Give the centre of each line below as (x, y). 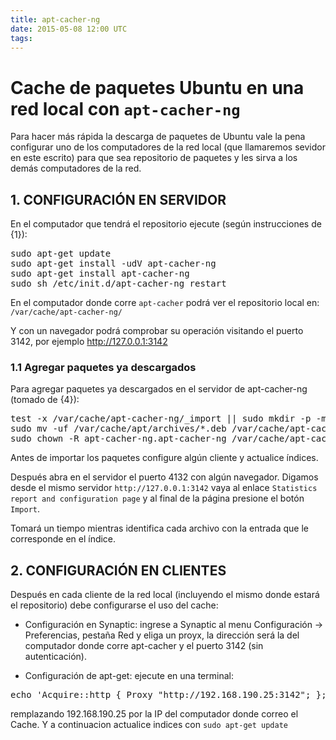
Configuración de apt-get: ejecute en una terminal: (129, 676)
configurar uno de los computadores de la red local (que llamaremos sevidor (168, 147)
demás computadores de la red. (76, 168)
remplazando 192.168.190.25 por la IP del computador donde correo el (154, 714)
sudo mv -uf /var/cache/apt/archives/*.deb (118, 429)
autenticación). (55, 657)
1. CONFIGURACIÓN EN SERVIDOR (118, 199)
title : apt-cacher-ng (55, 19)
